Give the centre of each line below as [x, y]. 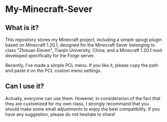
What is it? [22, 28]
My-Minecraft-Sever [49, 9]
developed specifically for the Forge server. [50, 55]
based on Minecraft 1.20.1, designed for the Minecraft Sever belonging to [80, 45]
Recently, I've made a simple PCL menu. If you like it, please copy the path [82, 65]
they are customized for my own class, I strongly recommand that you [77, 103]
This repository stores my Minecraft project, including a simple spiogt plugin [83, 39]
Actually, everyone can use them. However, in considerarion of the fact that [83, 98]
